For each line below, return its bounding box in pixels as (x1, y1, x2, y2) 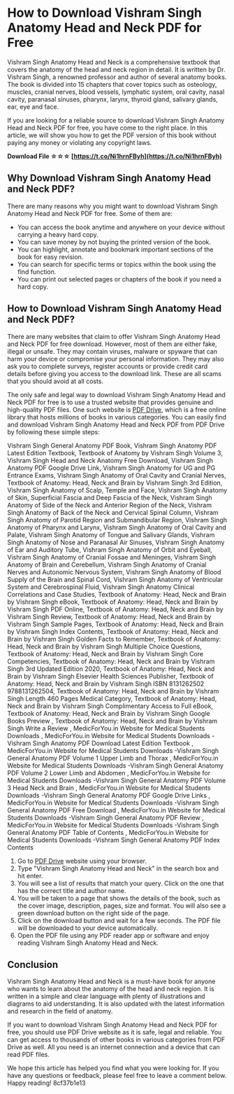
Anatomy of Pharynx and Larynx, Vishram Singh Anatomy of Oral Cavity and (7, 523, 227, 532)
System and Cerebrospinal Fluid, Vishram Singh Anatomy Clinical (7, 583, 195, 591)
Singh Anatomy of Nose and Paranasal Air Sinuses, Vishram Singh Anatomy (7, 538, 225, 546)
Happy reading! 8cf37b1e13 (7, 1079, 86, 1087)
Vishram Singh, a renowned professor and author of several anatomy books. (7, 72, 227, 81)
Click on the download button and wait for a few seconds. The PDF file (17, 916, 221, 925)
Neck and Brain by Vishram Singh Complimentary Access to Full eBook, (7, 702, 214, 710)
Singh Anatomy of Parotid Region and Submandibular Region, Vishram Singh (7, 515, 228, 524)
